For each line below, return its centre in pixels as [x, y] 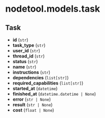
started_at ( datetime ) [35, 88]
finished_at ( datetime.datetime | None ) [54, 94]
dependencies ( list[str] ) [41, 78]
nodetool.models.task [53, 9]
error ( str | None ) [32, 99]
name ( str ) [24, 67]
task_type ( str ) [29, 45]
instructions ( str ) [31, 72]
